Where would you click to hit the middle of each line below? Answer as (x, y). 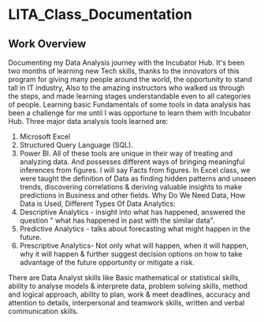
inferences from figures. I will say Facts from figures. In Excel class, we (135, 170)
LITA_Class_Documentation (100, 15)
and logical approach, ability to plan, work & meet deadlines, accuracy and (129, 294)
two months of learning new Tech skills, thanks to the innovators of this (124, 71)
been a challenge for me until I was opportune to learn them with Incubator (130, 113)
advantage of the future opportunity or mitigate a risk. (107, 262)
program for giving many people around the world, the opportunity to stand (130, 79)
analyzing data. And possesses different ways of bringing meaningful (132, 162)
